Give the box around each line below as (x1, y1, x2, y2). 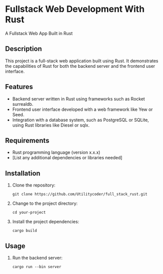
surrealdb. (12, 101, 34, 107)
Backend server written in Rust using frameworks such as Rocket (12, 95, 145, 102)
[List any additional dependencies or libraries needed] (12, 155, 122, 161)
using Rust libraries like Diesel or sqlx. (12, 122, 90, 128)
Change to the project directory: (12, 200, 78, 206)
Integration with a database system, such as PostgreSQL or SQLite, (12, 117, 149, 123)
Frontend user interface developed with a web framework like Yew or (12, 106, 153, 112)
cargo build (12, 228, 37, 233)
